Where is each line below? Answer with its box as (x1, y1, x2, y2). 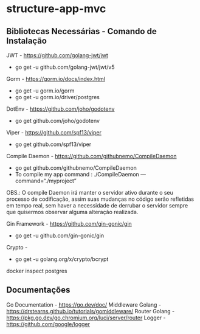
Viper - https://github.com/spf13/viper (6, 129, 102, 136)
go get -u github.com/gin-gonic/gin (15, 232, 105, 239)
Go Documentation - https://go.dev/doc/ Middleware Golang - (6, 301, 162, 308)
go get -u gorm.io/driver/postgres (15, 94, 100, 100)
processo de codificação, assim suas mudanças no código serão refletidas (6, 195, 195, 203)
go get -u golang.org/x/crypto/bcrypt (15, 256, 109, 263)
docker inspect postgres (6, 267, 67, 274)
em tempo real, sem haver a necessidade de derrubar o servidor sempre (6, 202, 188, 209)
